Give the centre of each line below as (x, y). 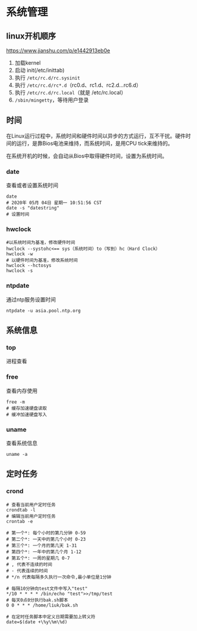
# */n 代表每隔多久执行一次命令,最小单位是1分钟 (59, 577)
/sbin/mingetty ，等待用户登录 (52, 100)
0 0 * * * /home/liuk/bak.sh (42, 605)
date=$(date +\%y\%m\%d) (37, 622)
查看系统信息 (22, 443)
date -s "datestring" (33, 208)
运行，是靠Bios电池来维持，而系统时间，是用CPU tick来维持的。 (95, 143)
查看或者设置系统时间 (32, 185)
